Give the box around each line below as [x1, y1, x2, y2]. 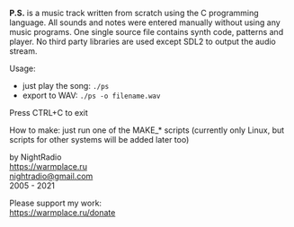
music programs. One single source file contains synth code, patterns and [9, 27, 284, 37]
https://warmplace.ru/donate [9, 207, 116, 218]
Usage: [9, 63, 36, 74]
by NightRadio [9, 152, 62, 162]
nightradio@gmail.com [9, 170, 94, 181]
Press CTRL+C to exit [9, 108, 88, 118]
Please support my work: [9, 197, 102, 208]
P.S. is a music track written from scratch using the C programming [9, 8, 259, 18]
